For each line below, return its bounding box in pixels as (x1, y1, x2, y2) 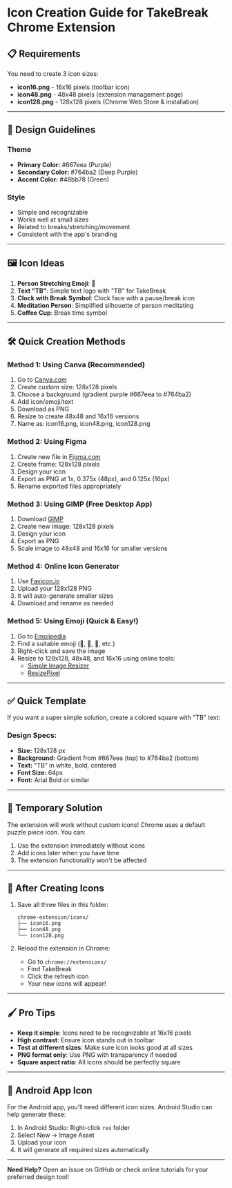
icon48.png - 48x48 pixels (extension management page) (17, 90, 184, 98)
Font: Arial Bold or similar (17, 775, 90, 784)
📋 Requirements (7, 48, 81, 59)
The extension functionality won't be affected (17, 856, 147, 864)
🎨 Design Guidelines (7, 124, 96, 136)
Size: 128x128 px (17, 746, 66, 754)
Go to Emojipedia (17, 632, 66, 640)
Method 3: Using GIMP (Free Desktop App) (7, 499, 153, 509)
